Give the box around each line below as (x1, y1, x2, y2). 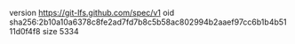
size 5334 (42, 26, 79, 36)
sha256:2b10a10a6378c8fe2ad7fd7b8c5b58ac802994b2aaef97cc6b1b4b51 (9, 17, 287, 27)
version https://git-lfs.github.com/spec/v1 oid (9, 8, 175, 18)
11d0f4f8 (9, 26, 41, 36)
